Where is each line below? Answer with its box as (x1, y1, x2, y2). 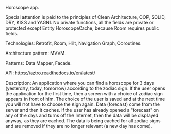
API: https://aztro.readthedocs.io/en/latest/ (5, 70, 96, 76)
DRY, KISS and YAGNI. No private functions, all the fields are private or (5, 20, 154, 25)
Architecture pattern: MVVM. (5, 50, 66, 56)
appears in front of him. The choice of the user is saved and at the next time (5, 96, 165, 102)
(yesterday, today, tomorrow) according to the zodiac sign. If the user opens (5, 85, 166, 91)
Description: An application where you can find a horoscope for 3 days (5, 80, 154, 86)
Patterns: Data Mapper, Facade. (5, 60, 72, 66)
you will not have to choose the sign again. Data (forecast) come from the (5, 101, 160, 108)
